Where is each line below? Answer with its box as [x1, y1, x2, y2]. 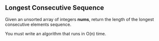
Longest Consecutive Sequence [5, 4, 105, 12]
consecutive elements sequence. [5, 21, 71, 27]
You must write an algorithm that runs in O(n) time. [5, 31, 106, 36]
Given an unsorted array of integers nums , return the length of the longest [5, 16, 154, 22]
